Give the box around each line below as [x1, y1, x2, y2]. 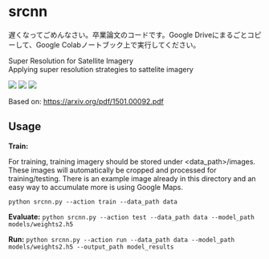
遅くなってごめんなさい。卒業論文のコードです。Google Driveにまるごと [8, 30, 247, 39]
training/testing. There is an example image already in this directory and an [8, 173, 256, 183]
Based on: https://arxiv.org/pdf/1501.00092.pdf [8, 96, 165, 106]
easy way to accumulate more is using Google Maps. [8, 182, 183, 192]
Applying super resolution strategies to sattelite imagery [8, 64, 194, 74]
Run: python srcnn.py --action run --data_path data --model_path [8, 234, 235, 244]
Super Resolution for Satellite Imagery [8, 55, 134, 66]
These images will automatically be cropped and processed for [8, 165, 217, 175]
